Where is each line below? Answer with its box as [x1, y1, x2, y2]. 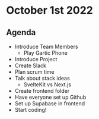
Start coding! [14, 107, 47, 113]
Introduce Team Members [14, 43, 78, 50]
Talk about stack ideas [14, 75, 70, 82]
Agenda [6, 27, 36, 37]
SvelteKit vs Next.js [23, 81, 71, 88]
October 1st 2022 [6, 4, 93, 17]
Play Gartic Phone [23, 49, 68, 57]
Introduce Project [14, 56, 58, 62]
